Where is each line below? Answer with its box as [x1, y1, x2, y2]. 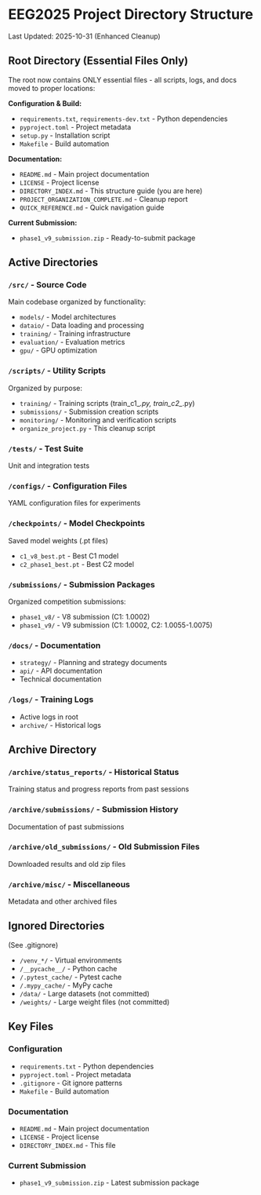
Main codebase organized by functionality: [8, 297, 147, 307]
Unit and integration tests [8, 461, 90, 470]
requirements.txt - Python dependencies [19, 1062, 154, 1071]
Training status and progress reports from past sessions [8, 784, 190, 794]
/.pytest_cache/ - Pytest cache [19, 972, 122, 981]
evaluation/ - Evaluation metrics [19, 338, 125, 347]
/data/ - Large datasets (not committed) [19, 989, 150, 998]
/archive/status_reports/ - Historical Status [8, 766, 179, 777]
